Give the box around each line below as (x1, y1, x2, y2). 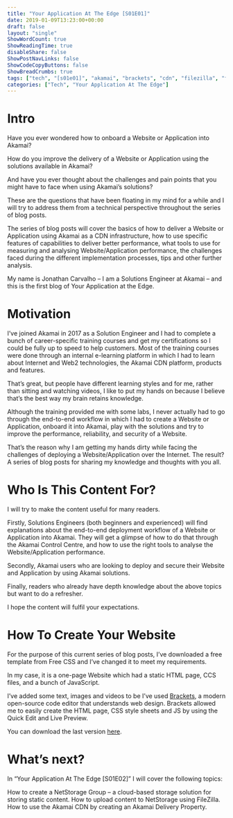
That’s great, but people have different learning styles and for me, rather (7, 379, 214, 388)
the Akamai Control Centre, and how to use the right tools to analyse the (7, 541, 214, 549)
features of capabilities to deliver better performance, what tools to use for (7, 239, 221, 247)
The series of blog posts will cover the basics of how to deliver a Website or (7, 225, 224, 233)
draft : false (7, 23, 45, 30)
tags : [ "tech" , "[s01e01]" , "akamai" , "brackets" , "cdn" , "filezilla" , (7, 74, 219, 82)
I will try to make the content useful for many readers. (7, 505, 161, 514)
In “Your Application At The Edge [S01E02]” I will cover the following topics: (7, 774, 223, 783)
